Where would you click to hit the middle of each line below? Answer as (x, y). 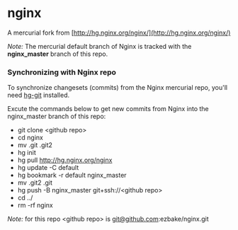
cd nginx (30, 138)
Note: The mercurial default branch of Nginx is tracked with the (100, 46)
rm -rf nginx (35, 205)
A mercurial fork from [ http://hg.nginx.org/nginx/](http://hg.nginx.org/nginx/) (119, 33)
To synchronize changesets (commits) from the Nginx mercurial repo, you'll (118, 88)
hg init (27, 153)
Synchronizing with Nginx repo (62, 72)
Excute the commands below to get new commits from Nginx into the (108, 109)
